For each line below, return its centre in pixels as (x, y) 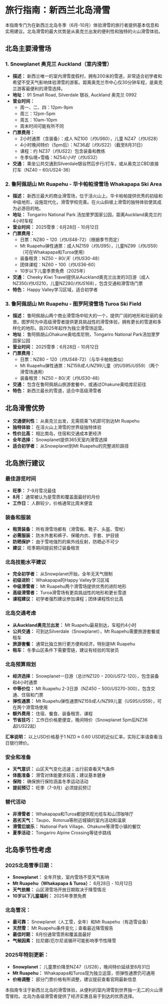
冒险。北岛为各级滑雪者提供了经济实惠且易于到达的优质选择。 (73, 996)
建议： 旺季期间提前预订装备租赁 (46, 548)
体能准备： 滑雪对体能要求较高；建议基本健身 (59, 775)
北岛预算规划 (21, 664)
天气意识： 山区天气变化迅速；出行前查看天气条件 (63, 769)
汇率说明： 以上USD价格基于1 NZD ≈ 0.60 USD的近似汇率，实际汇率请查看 (82, 736)
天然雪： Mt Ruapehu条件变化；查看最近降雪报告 (63, 928)
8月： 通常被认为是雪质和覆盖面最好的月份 (56, 497)
